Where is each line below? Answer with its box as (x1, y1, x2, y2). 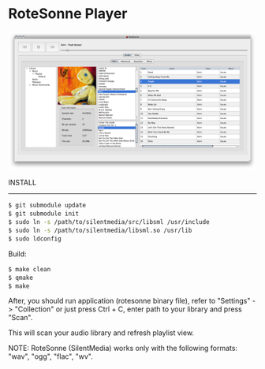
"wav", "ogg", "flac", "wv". (8, 352, 93, 361)
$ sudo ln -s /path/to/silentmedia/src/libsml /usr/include (8, 218, 211, 226)
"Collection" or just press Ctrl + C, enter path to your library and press (14, 304, 242, 314)
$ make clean (8, 265, 51, 273)
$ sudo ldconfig (8, 234, 62, 243)
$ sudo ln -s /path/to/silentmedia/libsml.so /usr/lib (8, 226, 192, 235)
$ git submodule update (8, 202, 87, 210)
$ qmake (8, 274, 34, 281)
